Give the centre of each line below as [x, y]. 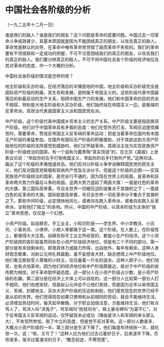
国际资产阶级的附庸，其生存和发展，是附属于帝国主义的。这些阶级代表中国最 [82, 92]
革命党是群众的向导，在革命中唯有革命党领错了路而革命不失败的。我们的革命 [82, 47]
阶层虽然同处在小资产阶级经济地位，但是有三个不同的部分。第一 [95, 242]
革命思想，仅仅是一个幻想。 [39, 213]
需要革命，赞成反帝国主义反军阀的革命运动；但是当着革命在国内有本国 [88, 133]
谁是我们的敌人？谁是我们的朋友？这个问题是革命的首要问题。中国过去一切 [80, 35]
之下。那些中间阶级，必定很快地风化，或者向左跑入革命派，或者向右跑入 [78, 201]
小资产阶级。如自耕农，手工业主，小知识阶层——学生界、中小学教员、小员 [80, 223]
